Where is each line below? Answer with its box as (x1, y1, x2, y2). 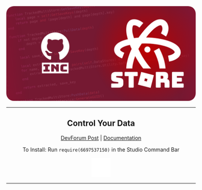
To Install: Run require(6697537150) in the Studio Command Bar (22, 146, 180, 153)
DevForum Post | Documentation (60, 134, 142, 141)
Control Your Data (67, 118, 135, 129)
